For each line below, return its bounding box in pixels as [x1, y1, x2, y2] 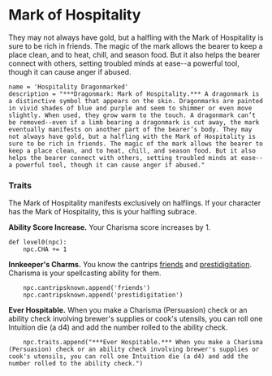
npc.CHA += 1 [23, 245, 67, 253]
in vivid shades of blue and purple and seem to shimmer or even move [8, 104, 253, 112]
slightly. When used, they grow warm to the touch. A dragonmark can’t [8, 111, 256, 119]
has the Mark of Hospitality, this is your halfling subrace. [8, 207, 197, 217]
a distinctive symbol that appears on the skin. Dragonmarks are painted [8, 97, 264, 105]
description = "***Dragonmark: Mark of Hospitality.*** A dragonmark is [8, 89, 260, 98]
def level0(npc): [8, 238, 67, 247]
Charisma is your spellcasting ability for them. [8, 268, 162, 278]
